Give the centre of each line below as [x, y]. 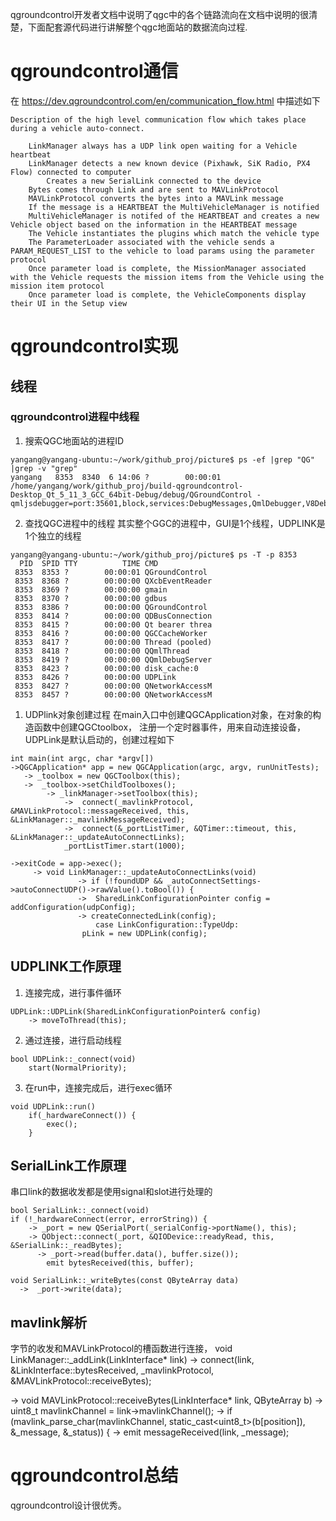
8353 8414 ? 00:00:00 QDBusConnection [113, 616]
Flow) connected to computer [71, 172]
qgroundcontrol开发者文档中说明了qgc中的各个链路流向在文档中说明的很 [159, 14]
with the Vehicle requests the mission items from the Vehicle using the [167, 277]
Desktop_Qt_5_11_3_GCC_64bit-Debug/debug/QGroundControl [131, 494]
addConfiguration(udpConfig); [73, 907]
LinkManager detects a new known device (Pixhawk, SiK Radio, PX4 [169, 163]
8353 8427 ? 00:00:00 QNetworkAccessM [113, 686]
